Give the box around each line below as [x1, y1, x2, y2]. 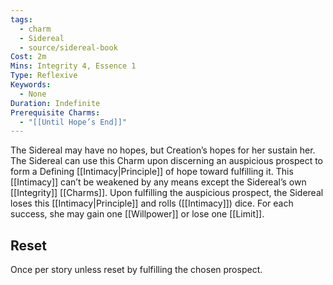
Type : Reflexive [10, 71, 78, 81]
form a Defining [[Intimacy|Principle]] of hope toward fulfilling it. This [10, 166, 294, 178]
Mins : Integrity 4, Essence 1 [10, 61, 137, 71]
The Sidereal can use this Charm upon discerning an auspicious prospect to [10, 155, 324, 167]
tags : [10, 14, 33, 25]
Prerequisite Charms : [10, 107, 101, 118]
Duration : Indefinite [10, 98, 101, 108]
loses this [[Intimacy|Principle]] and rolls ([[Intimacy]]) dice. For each [10, 197, 294, 210]
